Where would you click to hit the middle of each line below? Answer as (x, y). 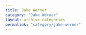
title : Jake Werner (26, 10)
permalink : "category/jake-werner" (43, 24)
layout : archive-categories (35, 20)
